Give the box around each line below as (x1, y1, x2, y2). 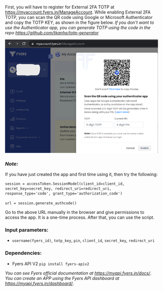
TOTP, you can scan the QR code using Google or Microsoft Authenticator (5, 15, 153, 20)
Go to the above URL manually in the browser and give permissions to (5, 210, 145, 215)
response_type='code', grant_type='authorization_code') (5, 191, 123, 196)
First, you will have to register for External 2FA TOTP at (5, 4, 115, 10)
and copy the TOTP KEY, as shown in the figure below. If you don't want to (5, 19, 154, 25)
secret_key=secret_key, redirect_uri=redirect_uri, (5, 186, 112, 191)
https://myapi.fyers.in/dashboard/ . (5, 280, 74, 286)
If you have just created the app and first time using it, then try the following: (5, 172, 158, 178)
